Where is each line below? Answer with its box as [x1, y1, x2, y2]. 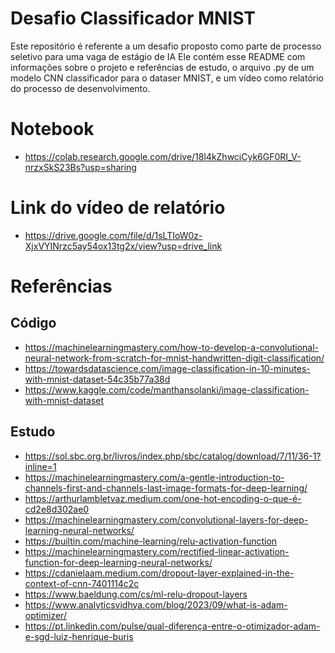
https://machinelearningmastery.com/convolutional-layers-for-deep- [24, 513, 309, 526]
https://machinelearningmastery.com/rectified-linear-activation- [24, 545, 290, 557]
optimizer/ [24, 609, 67, 621]
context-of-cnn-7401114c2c [24, 577, 140, 589]
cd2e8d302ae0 [24, 503, 90, 515]
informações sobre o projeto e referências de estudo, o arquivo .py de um [10, 61, 315, 73]
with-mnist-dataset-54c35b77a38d [24, 373, 171, 385]
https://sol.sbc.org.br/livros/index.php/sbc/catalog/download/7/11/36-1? [24, 450, 322, 462]
